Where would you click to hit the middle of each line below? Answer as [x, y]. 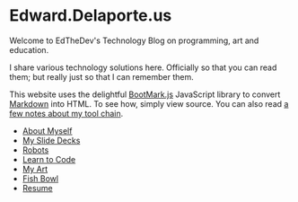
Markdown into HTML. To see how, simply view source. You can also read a [149, 103]
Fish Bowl [40, 178]
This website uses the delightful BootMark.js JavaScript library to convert [145, 94]
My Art [35, 169]
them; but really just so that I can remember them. [102, 76]
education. [29, 49]
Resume [37, 188]
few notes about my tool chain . [66, 113]
